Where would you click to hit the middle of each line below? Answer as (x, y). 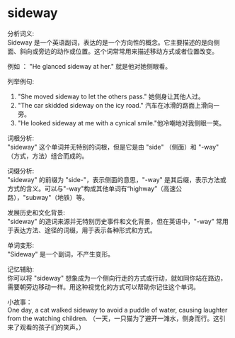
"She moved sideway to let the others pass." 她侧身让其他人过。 (111, 96)
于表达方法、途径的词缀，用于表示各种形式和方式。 (82, 230)
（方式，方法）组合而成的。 (48, 156)
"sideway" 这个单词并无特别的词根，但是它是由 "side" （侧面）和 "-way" (113, 147)
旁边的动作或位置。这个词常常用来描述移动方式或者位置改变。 (128, 51)
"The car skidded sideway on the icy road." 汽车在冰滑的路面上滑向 (115, 105)
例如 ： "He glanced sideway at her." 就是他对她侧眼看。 (90, 66)
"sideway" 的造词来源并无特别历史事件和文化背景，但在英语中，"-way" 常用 (118, 221)
